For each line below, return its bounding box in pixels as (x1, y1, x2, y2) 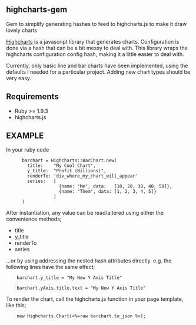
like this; (6, 302, 26, 309)
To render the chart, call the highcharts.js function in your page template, (6, 296, 184, 303)
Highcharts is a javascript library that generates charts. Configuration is (6, 38, 180, 45)
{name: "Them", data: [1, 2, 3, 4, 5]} (58, 189, 157, 195)
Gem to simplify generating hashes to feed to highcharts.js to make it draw (6, 20, 187, 27)
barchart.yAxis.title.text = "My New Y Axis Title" (16, 285, 146, 291)
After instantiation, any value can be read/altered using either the (6, 209, 164, 216)
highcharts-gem (6, 5, 68, 15)
